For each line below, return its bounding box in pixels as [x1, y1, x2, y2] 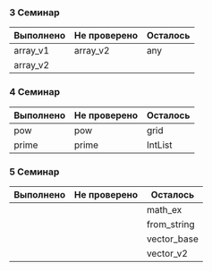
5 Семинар [9, 165, 60, 178]
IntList [146, 139, 173, 151]
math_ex [146, 203, 182, 216]
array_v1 [13, 45, 50, 57]
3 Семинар [9, 6, 60, 19]
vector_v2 [146, 247, 188, 259]
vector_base [146, 233, 199, 245]
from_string [146, 217, 195, 230]
